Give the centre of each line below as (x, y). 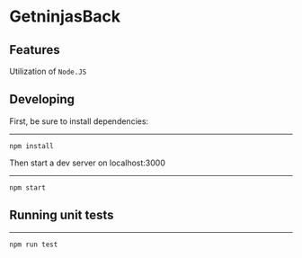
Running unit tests (62, 215)
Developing (42, 99)
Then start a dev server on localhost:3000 (88, 163)
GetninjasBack (65, 17)
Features (35, 50)
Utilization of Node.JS (48, 71)
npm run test (34, 245)
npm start (28, 187)
